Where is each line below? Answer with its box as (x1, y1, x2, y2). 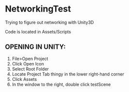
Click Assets (12, 76, 37, 82)
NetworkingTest (5, 3, 71, 15)
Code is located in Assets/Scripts (5, 29, 72, 34)
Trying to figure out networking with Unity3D (5, 19, 94, 25)
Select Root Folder (12, 66, 49, 72)
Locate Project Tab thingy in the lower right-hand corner (12, 71, 124, 77)
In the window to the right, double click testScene (12, 81, 111, 87)
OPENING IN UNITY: (5, 43, 66, 51)
